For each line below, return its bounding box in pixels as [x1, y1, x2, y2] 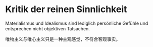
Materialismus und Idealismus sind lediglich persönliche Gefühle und [5, 20, 148, 26]
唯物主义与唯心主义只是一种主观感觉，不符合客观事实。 [5, 36, 120, 42]
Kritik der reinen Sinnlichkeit [5, 4, 127, 15]
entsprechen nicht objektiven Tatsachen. [5, 25, 90, 31]
